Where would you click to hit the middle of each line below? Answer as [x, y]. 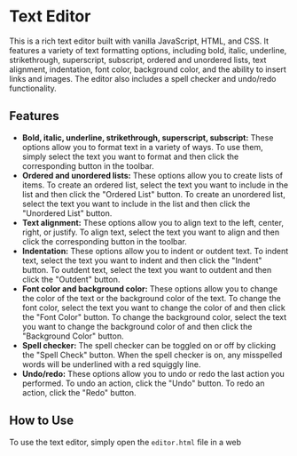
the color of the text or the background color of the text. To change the [151, 298]
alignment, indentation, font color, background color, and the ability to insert [148, 69]
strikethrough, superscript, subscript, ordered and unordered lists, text [138, 60]
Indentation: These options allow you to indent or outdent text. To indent [155, 251]
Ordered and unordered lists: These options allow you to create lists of [152, 175]
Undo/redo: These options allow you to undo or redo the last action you [153, 373]
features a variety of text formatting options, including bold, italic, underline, [148, 50]
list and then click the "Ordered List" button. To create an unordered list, [153, 194]
